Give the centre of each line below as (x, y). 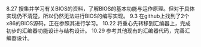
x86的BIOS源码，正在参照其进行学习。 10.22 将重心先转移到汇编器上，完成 (98, 23)
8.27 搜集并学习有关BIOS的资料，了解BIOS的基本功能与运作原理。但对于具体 (100, 9)
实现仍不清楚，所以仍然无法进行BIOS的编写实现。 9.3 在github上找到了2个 (98, 16)
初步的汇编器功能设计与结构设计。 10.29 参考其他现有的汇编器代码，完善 (96, 31)
